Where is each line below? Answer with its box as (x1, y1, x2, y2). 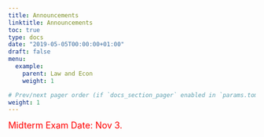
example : (15, 63, 44, 70)
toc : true (8, 26, 41, 34)
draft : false (8, 48, 51, 56)
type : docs (8, 33, 44, 41)
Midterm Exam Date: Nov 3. (8, 120, 123, 132)
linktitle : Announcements (8, 19, 93, 27)
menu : (8, 56, 26, 63)
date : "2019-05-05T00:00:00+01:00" (8, 41, 125, 49)
